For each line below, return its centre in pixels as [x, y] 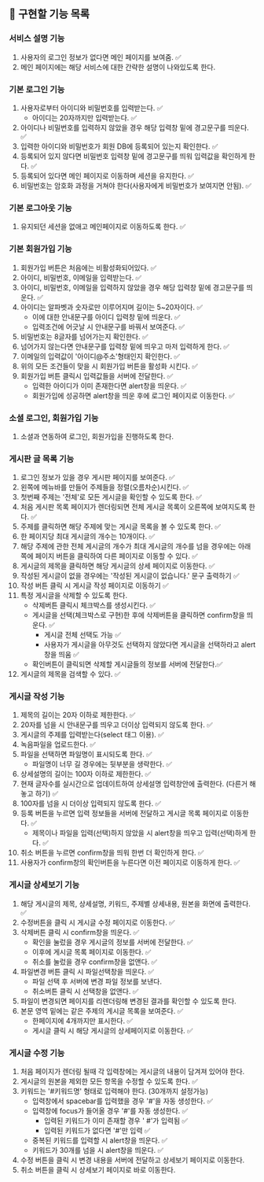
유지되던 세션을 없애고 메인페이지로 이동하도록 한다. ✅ [103, 227]
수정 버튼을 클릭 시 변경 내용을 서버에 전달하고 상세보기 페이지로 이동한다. [132, 1160]
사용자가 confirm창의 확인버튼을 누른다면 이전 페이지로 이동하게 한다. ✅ [130, 862]
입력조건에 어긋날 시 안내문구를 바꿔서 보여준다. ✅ [108, 327]
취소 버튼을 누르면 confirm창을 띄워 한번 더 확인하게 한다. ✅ [112, 853]
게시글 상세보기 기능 [44, 885]
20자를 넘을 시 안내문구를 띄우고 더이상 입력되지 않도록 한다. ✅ [116, 725]
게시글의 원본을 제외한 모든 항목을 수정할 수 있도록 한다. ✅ [109, 1081]
